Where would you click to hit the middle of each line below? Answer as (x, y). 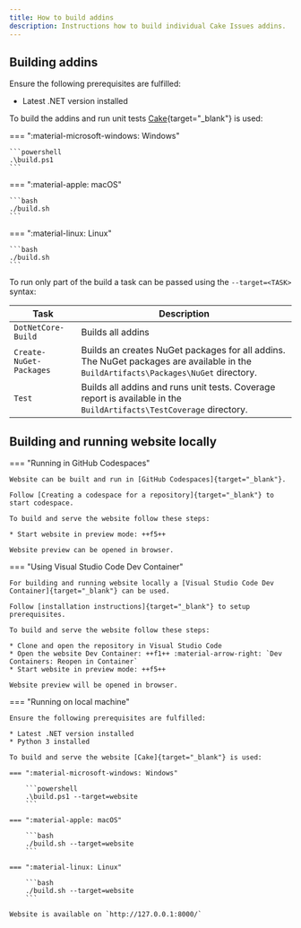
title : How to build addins (62, 17)
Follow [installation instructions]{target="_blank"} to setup (130, 607)
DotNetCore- (39, 328)
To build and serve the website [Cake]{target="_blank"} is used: (136, 758)
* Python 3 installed (50, 742)
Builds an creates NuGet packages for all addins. (183, 351)
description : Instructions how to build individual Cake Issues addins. (148, 26)
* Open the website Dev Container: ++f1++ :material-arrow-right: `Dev (146, 654)
